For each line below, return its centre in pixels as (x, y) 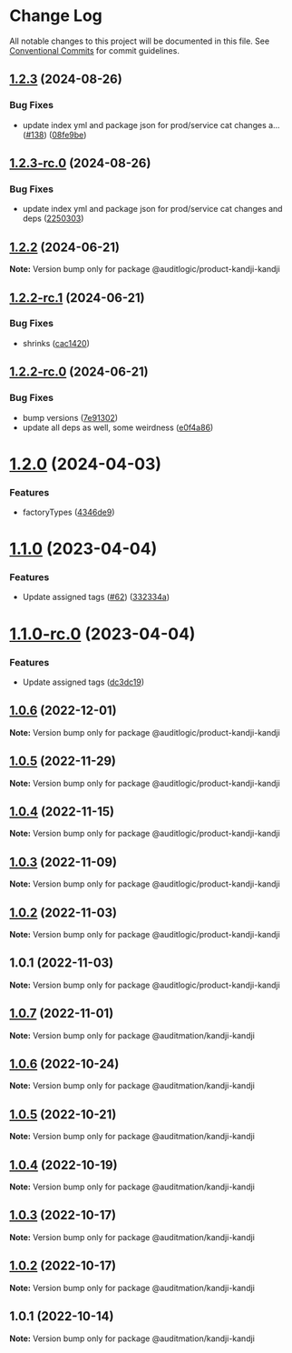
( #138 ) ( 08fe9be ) (54, 135)
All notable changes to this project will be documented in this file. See (140, 41)
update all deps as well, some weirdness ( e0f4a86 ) (118, 427)
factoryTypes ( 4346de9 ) (68, 512)
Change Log (56, 16)
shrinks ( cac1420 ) (56, 343)
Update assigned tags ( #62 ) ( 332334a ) (96, 597)
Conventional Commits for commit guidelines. (94, 50)
